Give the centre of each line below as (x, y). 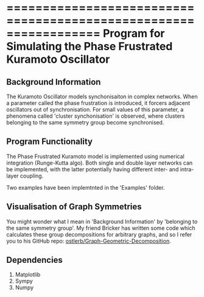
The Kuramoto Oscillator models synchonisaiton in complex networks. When (102, 96)
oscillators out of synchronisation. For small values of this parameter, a (95, 109)
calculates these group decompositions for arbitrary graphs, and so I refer (99, 234)
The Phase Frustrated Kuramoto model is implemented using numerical (95, 156)
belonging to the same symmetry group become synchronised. (85, 122)
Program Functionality (50, 142)
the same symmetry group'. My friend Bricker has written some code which (101, 228)
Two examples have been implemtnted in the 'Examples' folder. (86, 187)
